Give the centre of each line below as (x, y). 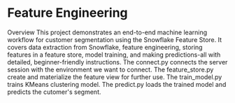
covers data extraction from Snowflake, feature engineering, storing (105, 47)
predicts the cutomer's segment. (54, 92)
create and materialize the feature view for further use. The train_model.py (115, 77)
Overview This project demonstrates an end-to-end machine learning (107, 32)
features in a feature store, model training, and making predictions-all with (114, 55)
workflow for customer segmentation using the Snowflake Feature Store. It (115, 39)
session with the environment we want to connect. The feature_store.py (111, 69)
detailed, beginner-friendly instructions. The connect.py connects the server (117, 62)
